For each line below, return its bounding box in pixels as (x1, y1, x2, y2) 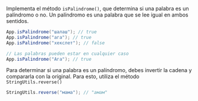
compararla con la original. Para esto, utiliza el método (6, 73, 140, 80)
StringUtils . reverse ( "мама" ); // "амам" (6, 90, 108, 96)
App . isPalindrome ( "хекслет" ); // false (6, 40, 105, 46)
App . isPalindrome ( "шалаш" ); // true (6, 29, 97, 35)
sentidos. (6, 18, 29, 24)
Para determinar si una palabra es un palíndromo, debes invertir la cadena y (6, 67, 192, 74)
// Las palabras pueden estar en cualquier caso (6, 50, 129, 57)
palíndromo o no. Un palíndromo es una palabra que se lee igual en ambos (6, 11, 188, 18)
